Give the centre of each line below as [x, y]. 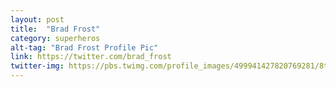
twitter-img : [37, 66]
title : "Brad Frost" [55, 29]
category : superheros [55, 38]
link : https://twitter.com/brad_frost [91, 57]
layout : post [37, 19]
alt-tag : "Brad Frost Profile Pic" [84, 47]
